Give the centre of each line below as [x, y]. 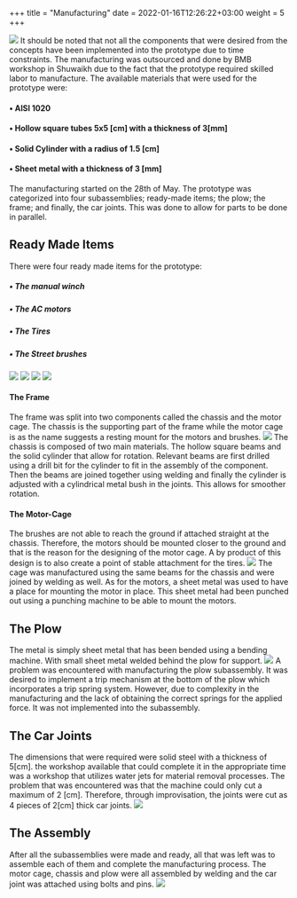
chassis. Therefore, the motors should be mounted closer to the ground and [148, 543]
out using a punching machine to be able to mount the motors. [123, 601]
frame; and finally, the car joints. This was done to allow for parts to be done [148, 207]
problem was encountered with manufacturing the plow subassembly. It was [148, 670]
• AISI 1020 [30, 108]
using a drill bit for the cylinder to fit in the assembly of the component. [139, 466]
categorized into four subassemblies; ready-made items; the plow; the [137, 198]
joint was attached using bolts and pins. [82, 884]
